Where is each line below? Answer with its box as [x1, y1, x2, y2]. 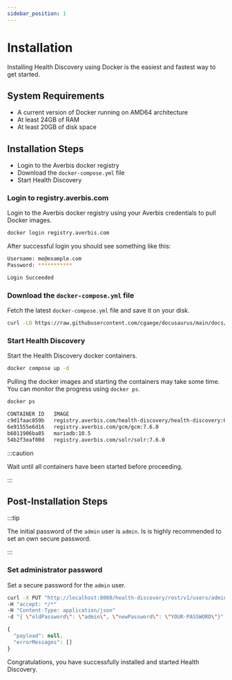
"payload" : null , [13, 632, 64, 639]
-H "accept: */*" [7, 601, 57, 608]
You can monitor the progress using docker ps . [7, 385, 140, 394]
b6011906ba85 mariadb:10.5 [7, 429, 91, 437]
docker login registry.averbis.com [7, 229, 110, 237]
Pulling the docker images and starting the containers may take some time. [7, 378, 220, 386]
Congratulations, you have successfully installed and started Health [7, 657, 200, 666]
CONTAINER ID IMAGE [7, 411, 70, 418]
